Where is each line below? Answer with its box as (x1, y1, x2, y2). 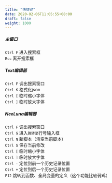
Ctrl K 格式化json (5, 87, 41, 93)
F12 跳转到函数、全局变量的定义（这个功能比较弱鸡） (5, 173, 110, 179)
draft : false (5, 16, 31, 21)
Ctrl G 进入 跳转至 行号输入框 (5, 130, 60, 136)
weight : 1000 (5, 20, 31, 26)
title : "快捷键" (5, 7, 36, 12)
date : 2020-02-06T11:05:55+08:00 (5, 12, 72, 17)
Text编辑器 (5, 67, 27, 73)
